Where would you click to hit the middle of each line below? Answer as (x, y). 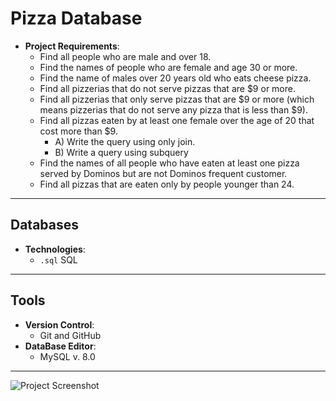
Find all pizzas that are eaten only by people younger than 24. (167, 184)
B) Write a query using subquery (121, 152)
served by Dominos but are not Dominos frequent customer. (163, 173)
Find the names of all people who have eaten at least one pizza (169, 163)
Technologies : (55, 249)
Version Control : (59, 324)
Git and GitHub (70, 335)
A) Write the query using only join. (125, 141)
